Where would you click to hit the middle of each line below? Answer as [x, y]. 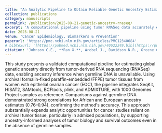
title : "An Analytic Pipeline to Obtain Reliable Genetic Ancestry [74, 9]
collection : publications [31, 14]
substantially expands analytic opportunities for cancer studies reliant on [77, 110]
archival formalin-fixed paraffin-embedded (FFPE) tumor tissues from [74, 79]
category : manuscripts [28, 18]
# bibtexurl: [18, 45]
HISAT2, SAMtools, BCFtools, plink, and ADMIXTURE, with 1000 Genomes [78, 89]
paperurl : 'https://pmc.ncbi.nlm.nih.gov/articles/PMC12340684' [71, 41]
